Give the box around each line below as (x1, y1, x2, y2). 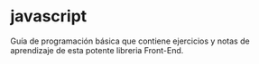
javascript (10, 6, 88, 27)
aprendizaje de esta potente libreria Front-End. (10, 44, 184, 55)
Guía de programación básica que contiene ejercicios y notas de (10, 36, 251, 46)
